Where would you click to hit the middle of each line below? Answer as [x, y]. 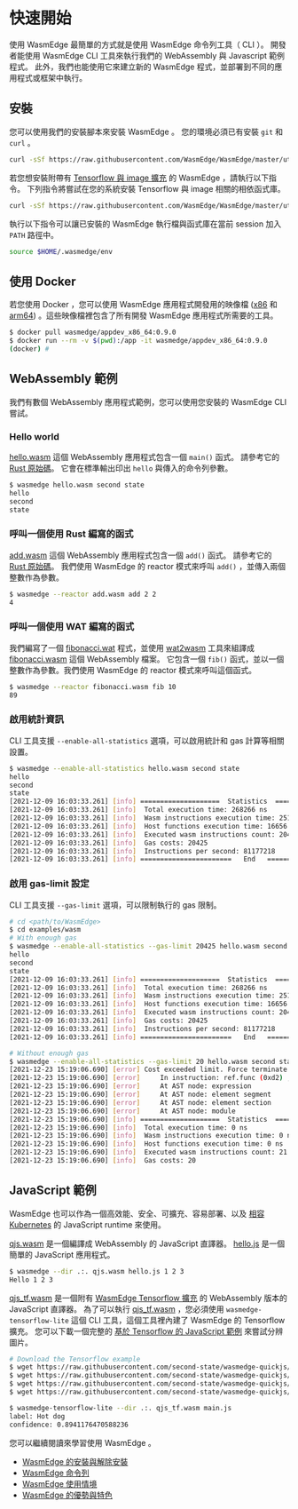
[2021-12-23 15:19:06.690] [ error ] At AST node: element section [141, 1102]
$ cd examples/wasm [45, 930]
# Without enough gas [49, 1053]
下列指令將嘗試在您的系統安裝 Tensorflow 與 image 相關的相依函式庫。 [156, 188]
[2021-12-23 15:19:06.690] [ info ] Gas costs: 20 [103, 1161]
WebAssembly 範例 [63, 379]
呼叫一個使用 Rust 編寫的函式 [71, 534]
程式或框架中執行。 [51, 77]
